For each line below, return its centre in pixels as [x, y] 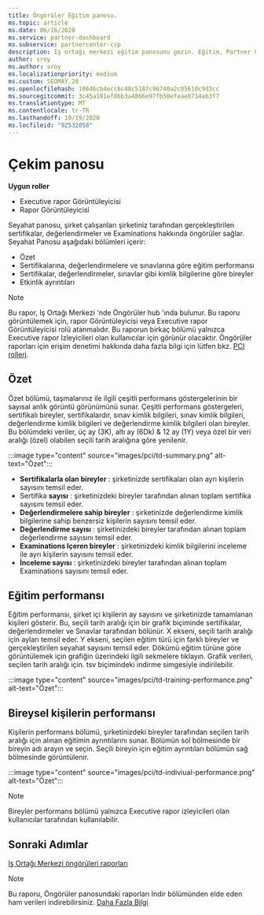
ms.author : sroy [35, 67]
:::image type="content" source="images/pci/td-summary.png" [111, 455]
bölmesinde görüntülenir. [48, 758]
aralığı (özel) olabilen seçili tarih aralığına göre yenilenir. [98, 440]
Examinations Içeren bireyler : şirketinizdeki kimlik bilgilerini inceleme [133, 546]
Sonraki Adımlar [48, 845]
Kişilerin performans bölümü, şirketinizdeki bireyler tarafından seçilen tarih [128, 732]
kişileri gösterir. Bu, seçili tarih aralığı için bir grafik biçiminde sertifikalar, [125, 623]
